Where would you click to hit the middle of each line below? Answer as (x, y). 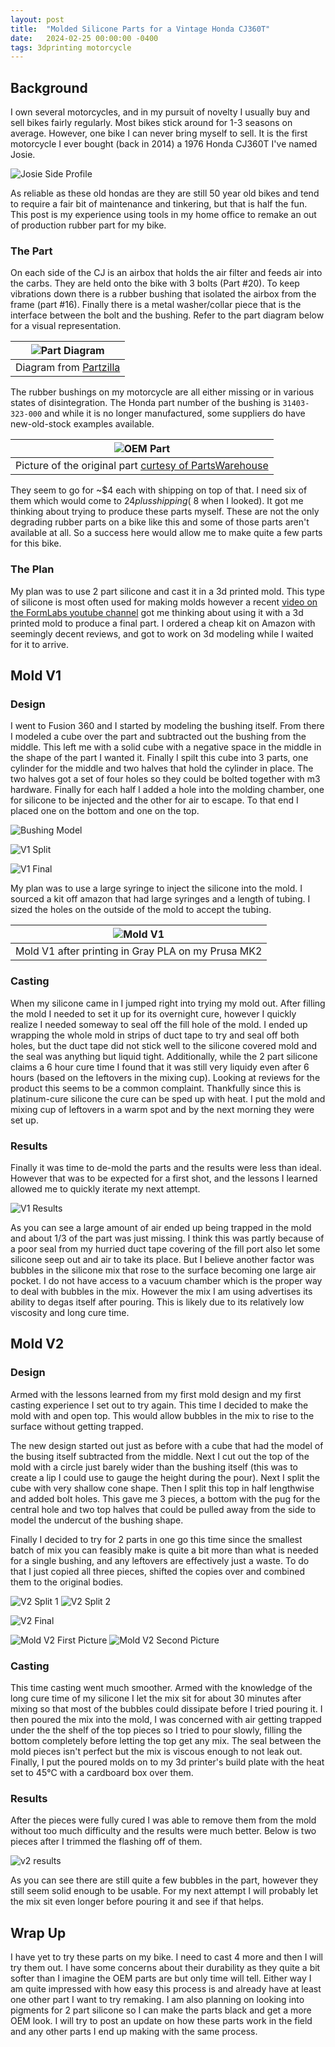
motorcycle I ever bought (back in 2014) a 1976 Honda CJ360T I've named (164, 144)
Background (49, 87)
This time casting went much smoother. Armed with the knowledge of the (161, 1687)
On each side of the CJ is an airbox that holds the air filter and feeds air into (166, 273)
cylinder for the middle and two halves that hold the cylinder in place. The (162, 768)
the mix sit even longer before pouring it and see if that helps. (137, 1902)
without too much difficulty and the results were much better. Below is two (163, 1831)
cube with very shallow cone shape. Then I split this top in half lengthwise (162, 1488)
